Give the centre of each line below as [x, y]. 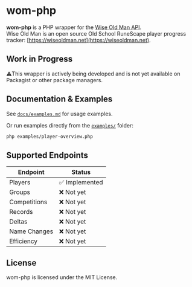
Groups [20, 192]
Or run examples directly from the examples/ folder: [70, 125]
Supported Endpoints [47, 155]
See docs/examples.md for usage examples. [59, 114]
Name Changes [31, 231]
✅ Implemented [81, 182]
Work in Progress [40, 59]
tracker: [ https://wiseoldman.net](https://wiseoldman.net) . [78, 40]
